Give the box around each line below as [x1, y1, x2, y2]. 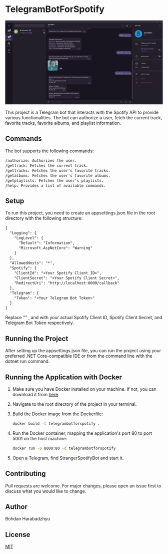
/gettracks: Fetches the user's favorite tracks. [5, 168, 111, 173]
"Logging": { [9, 230, 37, 236]
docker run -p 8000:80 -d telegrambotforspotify [12, 446, 116, 451]
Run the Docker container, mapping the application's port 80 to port [12, 430, 152, 436]
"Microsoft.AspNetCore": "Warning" [18, 245, 93, 251]
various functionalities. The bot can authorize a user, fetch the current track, [5, 114, 162, 121]
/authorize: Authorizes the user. [5, 158, 77, 163]
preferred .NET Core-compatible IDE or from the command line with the [5, 353, 152, 359]
